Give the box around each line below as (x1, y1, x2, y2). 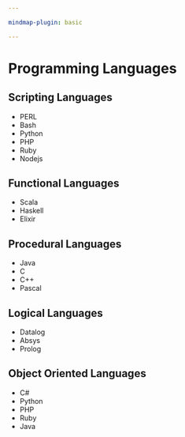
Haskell (19, 206, 44, 216)
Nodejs (19, 153, 43, 163)
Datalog (19, 327, 46, 337)
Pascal (19, 284, 42, 293)
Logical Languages (8, 306, 104, 320)
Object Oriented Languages (8, 367, 147, 380)
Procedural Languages (8, 237, 122, 251)
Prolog (19, 345, 42, 354)
